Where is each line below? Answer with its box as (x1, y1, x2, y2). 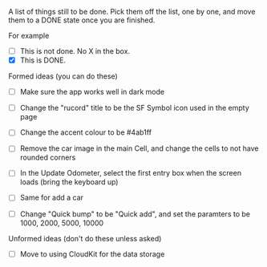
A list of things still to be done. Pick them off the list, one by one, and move (8, 7, 256, 16)
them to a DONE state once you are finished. (8, 15, 156, 25)
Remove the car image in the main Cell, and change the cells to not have (19, 144, 259, 153)
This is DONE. (19, 55, 67, 65)
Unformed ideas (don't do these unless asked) (8, 233, 162, 243)
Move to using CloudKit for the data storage (19, 249, 165, 259)
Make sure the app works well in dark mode (19, 87, 165, 97)
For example (8, 31, 50, 40)
